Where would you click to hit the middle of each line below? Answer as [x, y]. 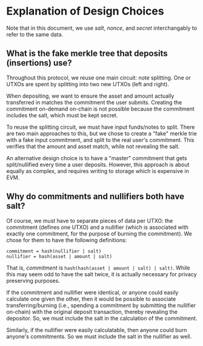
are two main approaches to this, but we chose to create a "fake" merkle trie [101, 133]
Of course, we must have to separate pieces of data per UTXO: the [90, 220]
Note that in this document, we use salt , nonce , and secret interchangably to [102, 28]
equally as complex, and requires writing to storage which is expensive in [98, 171]
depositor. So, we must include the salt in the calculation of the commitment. [102, 318]
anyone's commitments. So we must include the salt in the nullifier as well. [99, 336]
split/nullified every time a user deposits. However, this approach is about [98, 165]
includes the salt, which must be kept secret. [62, 115]
